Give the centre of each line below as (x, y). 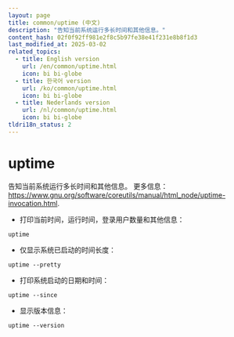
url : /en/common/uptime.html (70, 67)
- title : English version (58, 60)
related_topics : (34, 52)
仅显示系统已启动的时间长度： (67, 250)
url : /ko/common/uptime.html (70, 88)
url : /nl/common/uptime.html (70, 111)
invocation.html (33, 203)
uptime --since (33, 295)
